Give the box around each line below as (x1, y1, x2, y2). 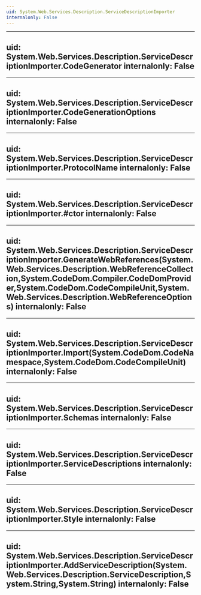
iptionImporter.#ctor (6, 208, 84, 219)
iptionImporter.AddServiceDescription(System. (6, 560, 187, 570)
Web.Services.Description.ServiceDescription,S (6, 570, 191, 580)
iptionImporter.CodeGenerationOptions (6, 107, 157, 117)
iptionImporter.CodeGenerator (6, 61, 123, 71)
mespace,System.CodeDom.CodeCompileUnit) (6, 357, 187, 367)
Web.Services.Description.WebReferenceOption (6, 292, 193, 303)
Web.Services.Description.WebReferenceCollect (6, 264, 194, 274)
